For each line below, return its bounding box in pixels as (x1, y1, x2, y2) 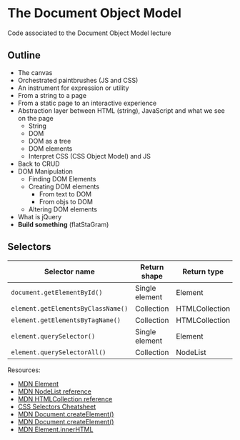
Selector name (44, 266, 95, 276)
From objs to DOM (39, 197, 93, 206)
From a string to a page (17, 91, 87, 99)
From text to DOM (39, 189, 91, 198)
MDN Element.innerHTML (17, 425, 94, 434)
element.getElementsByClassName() (11, 304, 129, 312)
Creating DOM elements (28, 182, 100, 191)
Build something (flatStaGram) (17, 220, 109, 229)
